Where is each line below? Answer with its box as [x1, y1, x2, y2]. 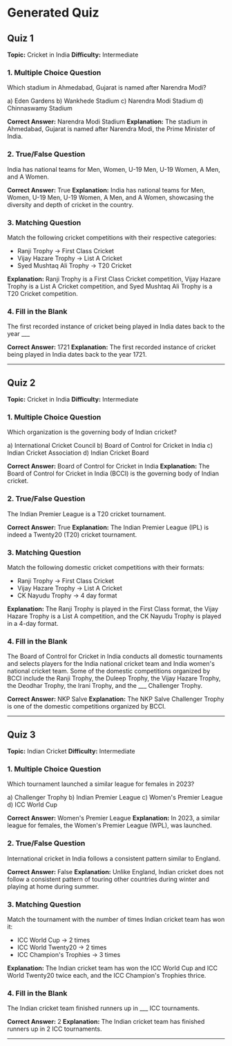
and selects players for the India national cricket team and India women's [7, 660, 215, 668]
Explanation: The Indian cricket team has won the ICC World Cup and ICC [7, 964, 218, 972]
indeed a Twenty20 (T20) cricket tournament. [7, 530, 137, 539]
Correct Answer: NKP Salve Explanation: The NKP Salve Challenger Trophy [7, 695, 224, 703]
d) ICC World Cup [7, 800, 57, 809]
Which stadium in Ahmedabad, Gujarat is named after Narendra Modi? [7, 83, 207, 92]
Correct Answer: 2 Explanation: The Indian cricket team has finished [7, 1018, 205, 1026]
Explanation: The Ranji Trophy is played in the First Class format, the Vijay [7, 604, 219, 613]
